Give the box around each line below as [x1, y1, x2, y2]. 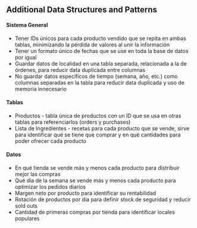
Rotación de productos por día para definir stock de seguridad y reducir [14, 196, 192, 203]
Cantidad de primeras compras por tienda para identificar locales [14, 208, 176, 215]
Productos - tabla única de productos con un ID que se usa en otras [14, 112, 182, 119]
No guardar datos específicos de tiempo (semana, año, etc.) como [14, 73, 178, 80]
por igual [14, 54, 37, 61]
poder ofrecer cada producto [14, 137, 86, 145]
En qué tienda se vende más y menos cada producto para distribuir [14, 164, 180, 171]
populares [14, 215, 40, 222]
